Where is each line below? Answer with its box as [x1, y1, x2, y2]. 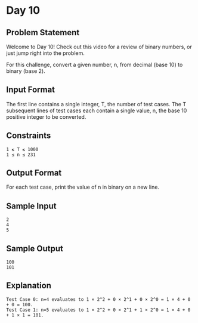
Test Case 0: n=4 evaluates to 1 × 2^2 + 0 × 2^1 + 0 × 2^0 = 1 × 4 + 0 [6, 296, 191, 302]
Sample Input [6, 201, 57, 211]
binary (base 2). [6, 67, 46, 75]
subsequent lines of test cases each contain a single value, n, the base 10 [6, 107, 187, 114]
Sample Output [6, 243, 64, 254]
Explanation [6, 281, 52, 291]
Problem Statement [6, 27, 80, 38]
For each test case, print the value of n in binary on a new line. [6, 183, 160, 191]
